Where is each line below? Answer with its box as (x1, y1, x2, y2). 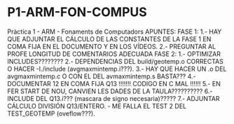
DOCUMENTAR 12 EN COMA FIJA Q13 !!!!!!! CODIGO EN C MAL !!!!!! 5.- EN (7, 79, 221, 88)
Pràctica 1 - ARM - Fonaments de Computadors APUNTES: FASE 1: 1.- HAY (7, 27, 222, 36)
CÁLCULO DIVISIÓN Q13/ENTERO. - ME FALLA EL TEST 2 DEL (7, 102, 187, 110)
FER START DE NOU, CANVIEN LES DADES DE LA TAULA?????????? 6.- (7, 87, 213, 95)
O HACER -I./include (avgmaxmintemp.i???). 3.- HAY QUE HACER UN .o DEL (7, 64, 227, 73)
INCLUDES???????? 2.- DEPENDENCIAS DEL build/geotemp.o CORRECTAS (7, 57, 224, 65)
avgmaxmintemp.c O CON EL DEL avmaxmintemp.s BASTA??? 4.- (7, 71, 196, 81)
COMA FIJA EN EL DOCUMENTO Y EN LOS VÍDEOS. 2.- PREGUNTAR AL (7, 42, 216, 50)
